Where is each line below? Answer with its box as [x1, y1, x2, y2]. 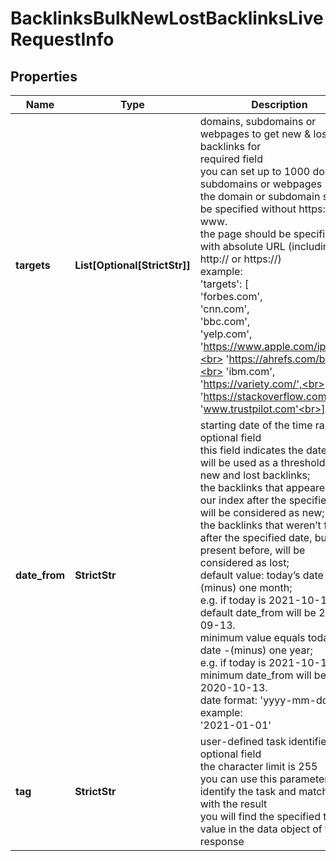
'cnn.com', [199, 302, 250, 316]
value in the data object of [199, 822, 323, 836]
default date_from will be [199, 606, 317, 619]
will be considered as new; [199, 506, 325, 519]
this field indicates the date [199, 443, 328, 457]
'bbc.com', [199, 315, 251, 328]
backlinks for [199, 140, 262, 153]
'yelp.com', [199, 327, 253, 341]
